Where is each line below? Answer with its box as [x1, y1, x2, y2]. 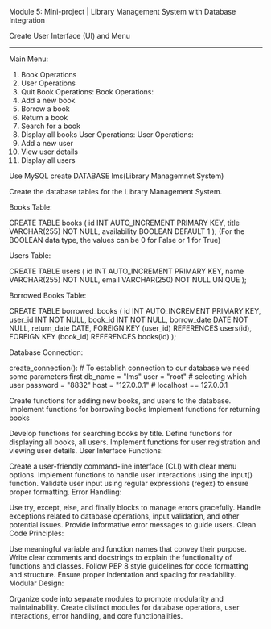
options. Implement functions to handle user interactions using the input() [9, 470, 253, 479]
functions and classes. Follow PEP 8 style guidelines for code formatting [9, 561, 248, 571]
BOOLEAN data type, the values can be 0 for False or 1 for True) [9, 235, 221, 244]
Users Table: [9, 251, 51, 260]
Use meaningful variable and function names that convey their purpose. [9, 544, 248, 553]
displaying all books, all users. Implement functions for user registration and [9, 437, 261, 447]
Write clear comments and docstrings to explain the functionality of [9, 552, 232, 562]
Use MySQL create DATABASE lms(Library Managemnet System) [9, 171, 224, 181]
